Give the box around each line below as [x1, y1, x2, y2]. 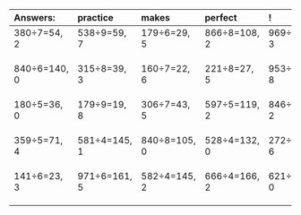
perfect [204, 12, 237, 23]
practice [77, 12, 114, 23]
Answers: [13, 12, 56, 23]
